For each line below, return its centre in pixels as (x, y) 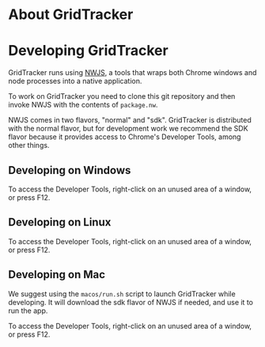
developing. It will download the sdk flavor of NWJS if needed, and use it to (131, 302)
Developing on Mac (57, 275)
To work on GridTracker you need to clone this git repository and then (122, 96)
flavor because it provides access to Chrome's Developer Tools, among (125, 137)
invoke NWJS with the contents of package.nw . (83, 105)
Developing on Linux (60, 223)
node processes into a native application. (75, 81)
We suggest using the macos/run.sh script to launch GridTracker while (122, 293)
